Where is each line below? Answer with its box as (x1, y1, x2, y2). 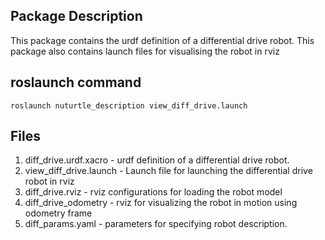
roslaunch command (10, 74, 142, 91)
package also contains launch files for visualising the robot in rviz (10, 45, 280, 57)
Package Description (10, 8, 143, 25)
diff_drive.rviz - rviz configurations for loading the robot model (24, 186, 283, 198)
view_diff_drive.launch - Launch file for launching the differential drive (24, 165, 313, 177)
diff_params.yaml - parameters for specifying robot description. (24, 218, 288, 230)
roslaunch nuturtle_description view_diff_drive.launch (10, 100, 248, 111)
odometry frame (24, 207, 93, 219)
